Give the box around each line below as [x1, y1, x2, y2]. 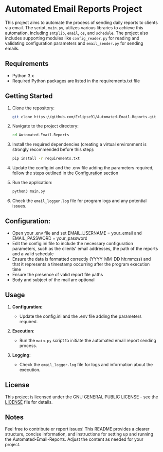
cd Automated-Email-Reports [12, 133, 69, 138]
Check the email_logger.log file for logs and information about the [19, 361, 153, 367]
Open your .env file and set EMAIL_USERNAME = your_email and [12, 230, 142, 236]
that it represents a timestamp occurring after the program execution [12, 261, 150, 267]
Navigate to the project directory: [12, 123, 79, 129]
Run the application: [12, 180, 53, 185]
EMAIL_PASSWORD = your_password [12, 235, 88, 241]
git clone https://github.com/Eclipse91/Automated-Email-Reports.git [12, 114, 157, 119]
